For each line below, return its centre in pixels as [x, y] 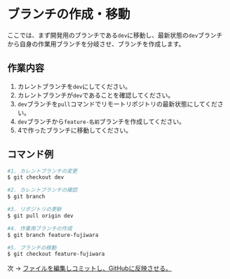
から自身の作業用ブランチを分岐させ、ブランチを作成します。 [96, 43]
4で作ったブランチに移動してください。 [74, 130]
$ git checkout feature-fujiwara [56, 254]
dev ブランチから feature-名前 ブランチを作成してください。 [101, 121]
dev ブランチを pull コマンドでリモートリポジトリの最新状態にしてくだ [117, 104]
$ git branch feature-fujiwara [53, 235]
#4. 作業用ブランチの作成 [40, 229]
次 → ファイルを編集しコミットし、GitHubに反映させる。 [89, 268]
